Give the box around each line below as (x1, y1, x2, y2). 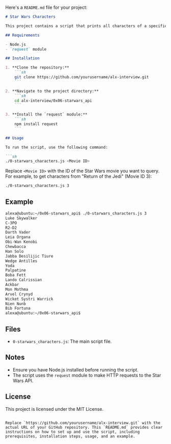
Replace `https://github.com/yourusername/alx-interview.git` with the (5, 420, 160, 426)
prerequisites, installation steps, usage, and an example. (5, 434, 136, 439)
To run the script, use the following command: (5, 145, 108, 150)
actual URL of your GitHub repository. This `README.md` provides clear (5, 425, 163, 430)
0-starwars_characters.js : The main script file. (12, 338, 112, 344)
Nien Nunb (5, 301, 26, 306)
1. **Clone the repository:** (5, 65, 70, 71)
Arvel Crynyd (5, 291, 33, 297)
